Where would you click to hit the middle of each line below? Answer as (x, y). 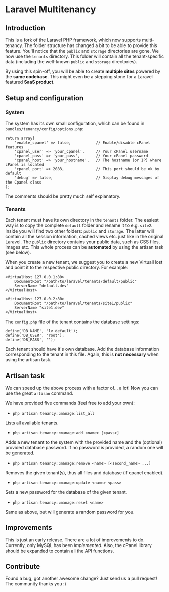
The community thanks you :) (36, 584)
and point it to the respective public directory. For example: (67, 267)
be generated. (20, 453)
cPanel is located (25, 165)
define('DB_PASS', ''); (30, 340)
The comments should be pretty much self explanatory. (63, 196)
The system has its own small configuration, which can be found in (75, 123)
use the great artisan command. (39, 393)
